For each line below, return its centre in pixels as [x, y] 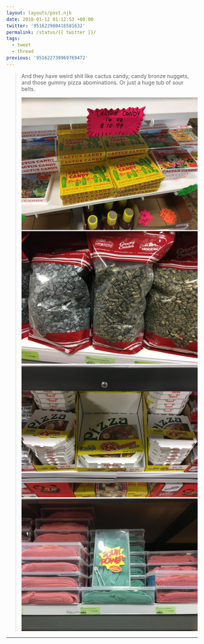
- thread [23, 52]
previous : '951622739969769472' [47, 58]
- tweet [22, 45]
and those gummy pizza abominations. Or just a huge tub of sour [102, 82]
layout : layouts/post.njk [39, 13]
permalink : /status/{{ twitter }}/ [51, 32]
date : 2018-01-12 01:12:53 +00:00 [50, 19]
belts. [28, 89]
